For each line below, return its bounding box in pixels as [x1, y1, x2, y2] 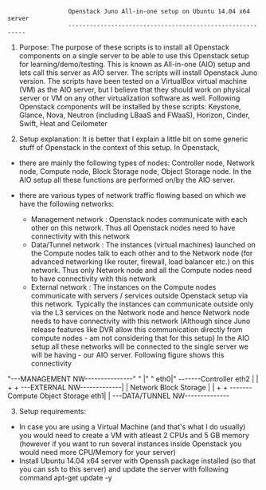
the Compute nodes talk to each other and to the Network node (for [30, 248, 253, 258]
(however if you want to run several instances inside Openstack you [18, 439, 242, 449]
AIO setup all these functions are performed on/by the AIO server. [18, 176, 236, 184]
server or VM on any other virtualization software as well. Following [18, 93, 241, 103]
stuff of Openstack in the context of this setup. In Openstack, [18, 143, 220, 152]
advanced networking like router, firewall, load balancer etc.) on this [30, 257, 255, 267]
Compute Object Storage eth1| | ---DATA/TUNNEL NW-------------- [7, 391, 230, 401]
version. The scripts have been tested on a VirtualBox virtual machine [18, 77, 248, 85]
